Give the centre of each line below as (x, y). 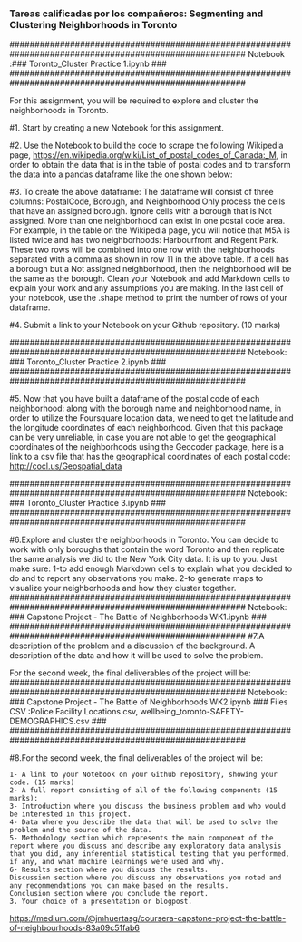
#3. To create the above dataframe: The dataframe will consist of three (141, 192)
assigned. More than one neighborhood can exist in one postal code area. (147, 221)
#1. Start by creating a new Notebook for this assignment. (117, 128)
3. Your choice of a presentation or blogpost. (101, 902)
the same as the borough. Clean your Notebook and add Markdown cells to (150, 278)
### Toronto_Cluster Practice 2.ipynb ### (88, 362)
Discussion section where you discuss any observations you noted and (146, 878)
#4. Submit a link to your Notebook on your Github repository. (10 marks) (145, 325)
